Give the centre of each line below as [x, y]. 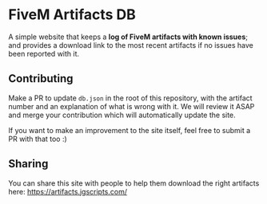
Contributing [41, 78]
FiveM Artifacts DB [72, 15]
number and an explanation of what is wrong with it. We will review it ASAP [132, 106]
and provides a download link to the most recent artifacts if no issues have [131, 45]
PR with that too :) [38, 139]
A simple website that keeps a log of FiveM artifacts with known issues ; [128, 37]
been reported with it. [44, 53]
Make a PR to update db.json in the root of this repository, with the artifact [131, 98]
